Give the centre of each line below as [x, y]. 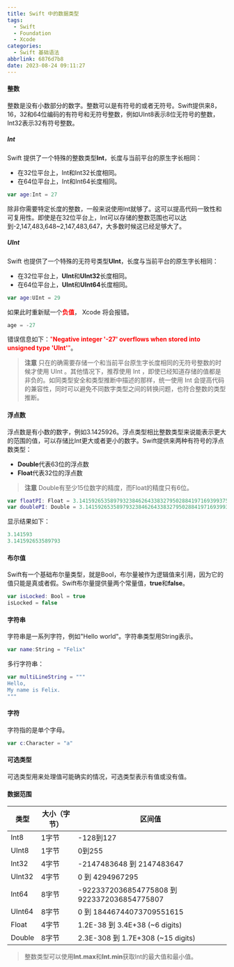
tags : [15, 20]
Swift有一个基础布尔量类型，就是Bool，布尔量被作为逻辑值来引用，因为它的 [116, 574]
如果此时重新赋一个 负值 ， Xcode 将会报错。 [70, 312]
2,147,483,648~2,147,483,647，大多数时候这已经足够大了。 [101, 226]
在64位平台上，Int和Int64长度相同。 [69, 181]
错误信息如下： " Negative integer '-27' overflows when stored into [104, 340]
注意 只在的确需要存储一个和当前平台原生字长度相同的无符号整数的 [120, 363]
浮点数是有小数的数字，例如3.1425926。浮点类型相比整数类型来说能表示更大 [117, 432]
